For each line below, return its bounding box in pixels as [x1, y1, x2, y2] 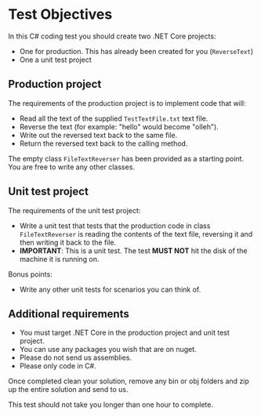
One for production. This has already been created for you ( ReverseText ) [19, 46, 254, 56]
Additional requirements [8, 307, 129, 321]
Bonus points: [8, 269, 53, 279]
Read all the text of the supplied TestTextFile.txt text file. [19, 114, 208, 123]
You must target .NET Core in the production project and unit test [19, 328, 230, 338]
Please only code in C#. [19, 361, 96, 371]
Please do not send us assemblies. [19, 353, 132, 362]
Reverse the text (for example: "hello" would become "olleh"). [19, 121, 219, 131]
